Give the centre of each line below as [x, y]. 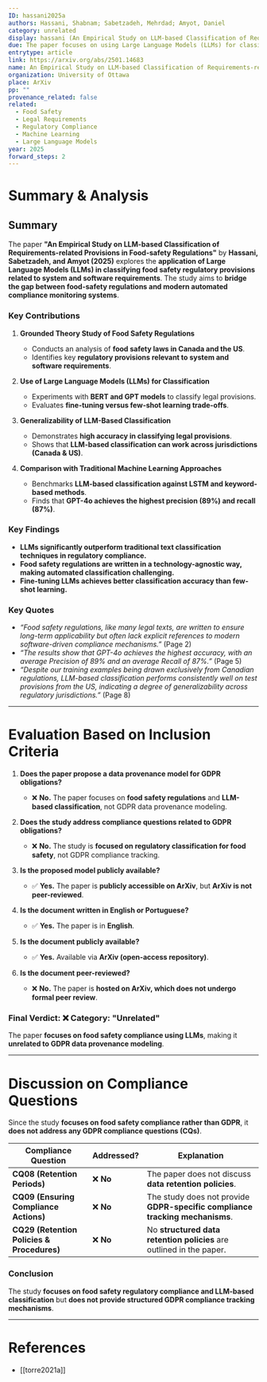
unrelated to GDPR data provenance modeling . [86, 1044]
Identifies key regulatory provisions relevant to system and [130, 357]
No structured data [184, 1230]
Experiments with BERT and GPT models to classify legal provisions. [144, 396]
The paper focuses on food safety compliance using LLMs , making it [123, 1035]
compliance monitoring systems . [64, 295]
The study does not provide [198, 1197]
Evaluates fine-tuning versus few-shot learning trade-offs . [130, 405]
